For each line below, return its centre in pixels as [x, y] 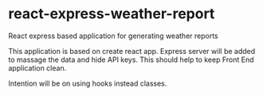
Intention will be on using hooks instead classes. [88, 83]
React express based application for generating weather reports [113, 36]
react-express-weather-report [112, 14]
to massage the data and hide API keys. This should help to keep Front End [131, 60]
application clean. [37, 67]
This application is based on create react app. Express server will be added [132, 51]
